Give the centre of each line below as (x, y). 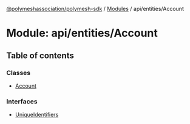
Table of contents (40, 55)
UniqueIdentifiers (37, 115)
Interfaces (22, 101)
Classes (19, 73)
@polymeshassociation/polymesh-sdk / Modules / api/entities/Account (95, 9)
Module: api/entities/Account (82, 33)
